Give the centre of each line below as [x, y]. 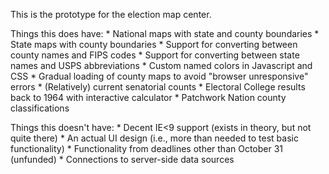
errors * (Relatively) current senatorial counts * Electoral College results [158, 87]
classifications [40, 108]
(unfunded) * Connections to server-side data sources [122, 159]
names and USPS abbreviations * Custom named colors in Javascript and [161, 65]
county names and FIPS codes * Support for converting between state [155, 55]
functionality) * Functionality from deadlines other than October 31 [147, 148]
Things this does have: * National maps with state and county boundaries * [165, 33]
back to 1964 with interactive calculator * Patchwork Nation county [148, 97]
